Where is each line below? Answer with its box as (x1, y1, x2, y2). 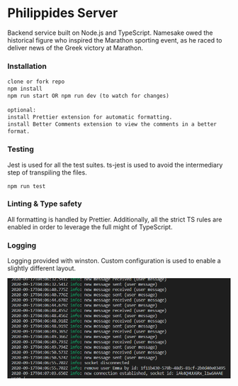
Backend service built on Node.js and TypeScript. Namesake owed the (7, 28, 214, 37)
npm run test (7, 182, 46, 189)
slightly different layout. (7, 264, 76, 272)
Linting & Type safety (7, 199, 82, 209)
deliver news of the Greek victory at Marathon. (7, 43, 144, 52)
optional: (7, 106, 37, 114)
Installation (7, 61, 47, 71)
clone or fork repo (7, 78, 65, 86)
